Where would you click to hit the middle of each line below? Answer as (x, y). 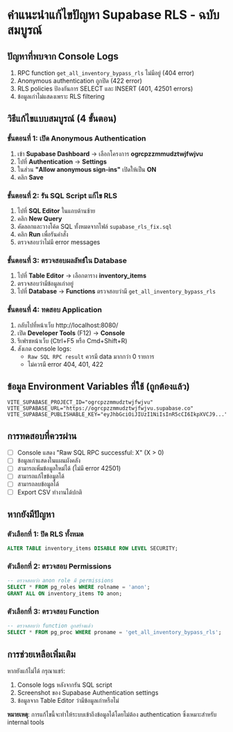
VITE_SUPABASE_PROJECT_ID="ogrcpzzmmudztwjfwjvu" (80, 403)
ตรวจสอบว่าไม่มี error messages (59, 242)
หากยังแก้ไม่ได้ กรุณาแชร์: (36, 671)
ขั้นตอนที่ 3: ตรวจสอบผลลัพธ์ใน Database (67, 260)
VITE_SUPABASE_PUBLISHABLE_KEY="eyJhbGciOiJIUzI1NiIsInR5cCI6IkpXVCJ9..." (118, 415)
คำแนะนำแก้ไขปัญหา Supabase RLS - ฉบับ (113, 15)
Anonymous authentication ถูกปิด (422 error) (79, 81)
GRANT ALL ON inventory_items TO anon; (65, 594)
